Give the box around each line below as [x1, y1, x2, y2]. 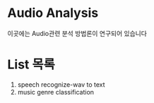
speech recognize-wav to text [17, 80, 105, 89]
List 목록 [7, 56, 55, 73]
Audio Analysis [7, 5, 99, 21]
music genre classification [17, 87, 94, 96]
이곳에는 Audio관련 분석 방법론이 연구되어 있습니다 [7, 29, 147, 37]
